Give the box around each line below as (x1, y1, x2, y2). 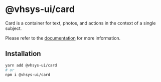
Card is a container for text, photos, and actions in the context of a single (5, 20, 156, 26)
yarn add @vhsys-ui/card (5, 62, 57, 68)
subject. (5, 25, 22, 31)
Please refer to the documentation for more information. (5, 35, 121, 41)
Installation (5, 49, 41, 58)
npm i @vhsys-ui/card (5, 72, 51, 77)
